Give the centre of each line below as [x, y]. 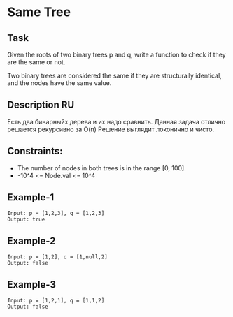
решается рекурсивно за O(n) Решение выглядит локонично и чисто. [111, 129]
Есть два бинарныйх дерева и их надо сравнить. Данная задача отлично [116, 121]
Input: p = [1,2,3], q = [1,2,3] [56, 214]
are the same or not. [36, 62]
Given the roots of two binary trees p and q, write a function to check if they [116, 54]
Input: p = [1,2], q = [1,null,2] [58, 257]
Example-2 [31, 241]
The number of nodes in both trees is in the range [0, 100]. [102, 168]
